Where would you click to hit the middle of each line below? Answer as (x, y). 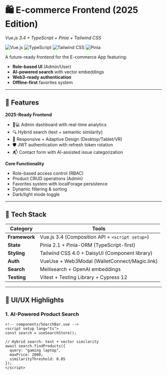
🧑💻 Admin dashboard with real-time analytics (59, 125)
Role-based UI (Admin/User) (42, 66)
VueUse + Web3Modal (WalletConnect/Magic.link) (99, 261)
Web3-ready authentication (42, 77)
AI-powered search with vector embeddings (58, 72)
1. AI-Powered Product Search (42, 314)
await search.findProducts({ (35, 346)
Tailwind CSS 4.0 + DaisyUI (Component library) (96, 253)
